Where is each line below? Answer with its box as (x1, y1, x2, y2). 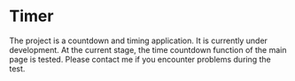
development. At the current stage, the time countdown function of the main (9, 44, 287, 55)
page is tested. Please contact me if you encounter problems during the (9, 54, 272, 64)
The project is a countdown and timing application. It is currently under (9, 35, 268, 46)
